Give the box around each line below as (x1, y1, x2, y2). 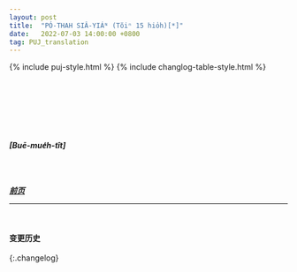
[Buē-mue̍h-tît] (9, 140, 66, 151)
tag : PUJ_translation (9, 37, 89, 47)
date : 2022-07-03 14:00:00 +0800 (9, 29, 141, 38)
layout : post (9, 12, 57, 22)
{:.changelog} (9, 253, 59, 263)
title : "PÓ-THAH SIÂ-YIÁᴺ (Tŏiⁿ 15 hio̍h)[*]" (9, 21, 184, 30)
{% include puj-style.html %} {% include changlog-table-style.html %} (9, 62, 267, 72)
